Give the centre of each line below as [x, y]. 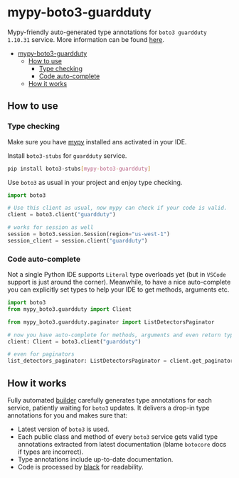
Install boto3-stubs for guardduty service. [67, 155]
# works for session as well [51, 228]
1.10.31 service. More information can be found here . [86, 39]
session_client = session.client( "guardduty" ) [78, 240]
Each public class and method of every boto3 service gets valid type [118, 436]
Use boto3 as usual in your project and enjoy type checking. [95, 182]
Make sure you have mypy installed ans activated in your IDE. [97, 142]
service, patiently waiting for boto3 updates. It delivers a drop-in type [108, 408]
